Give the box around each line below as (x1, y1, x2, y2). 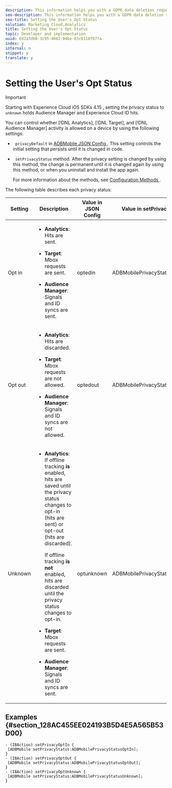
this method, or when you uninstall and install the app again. (12, 167, 140, 173)
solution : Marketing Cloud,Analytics (5, 22, 86, 27)
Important (5, 94, 26, 101)
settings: (5, 130, 24, 137)
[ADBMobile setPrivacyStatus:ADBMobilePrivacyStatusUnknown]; (7, 774, 143, 779)
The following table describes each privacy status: (5, 187, 112, 193)
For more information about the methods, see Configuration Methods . (12, 177, 161, 183)
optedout (77, 381, 99, 389)
